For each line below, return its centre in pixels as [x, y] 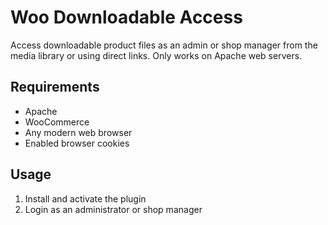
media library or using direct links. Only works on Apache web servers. [156, 55]
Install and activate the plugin [85, 198]
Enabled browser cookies [77, 143]
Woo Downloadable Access [126, 17]
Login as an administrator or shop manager [113, 209]
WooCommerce [57, 122]
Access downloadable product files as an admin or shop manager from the [164, 45]
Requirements [55, 87]
